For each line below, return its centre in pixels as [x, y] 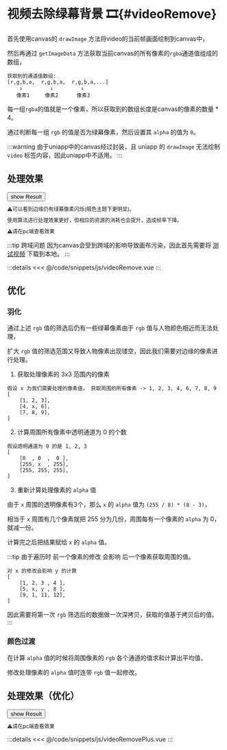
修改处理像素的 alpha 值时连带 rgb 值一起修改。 [74, 672]
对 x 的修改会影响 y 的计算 [42, 571]
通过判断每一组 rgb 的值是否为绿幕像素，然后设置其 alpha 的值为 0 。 [104, 132]
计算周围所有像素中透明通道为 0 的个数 [72, 432]
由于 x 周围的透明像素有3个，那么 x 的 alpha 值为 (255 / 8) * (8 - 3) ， [109, 505]
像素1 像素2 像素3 [53, 95]
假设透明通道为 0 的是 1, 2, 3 [47, 446]
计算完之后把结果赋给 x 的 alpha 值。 [59, 542]
